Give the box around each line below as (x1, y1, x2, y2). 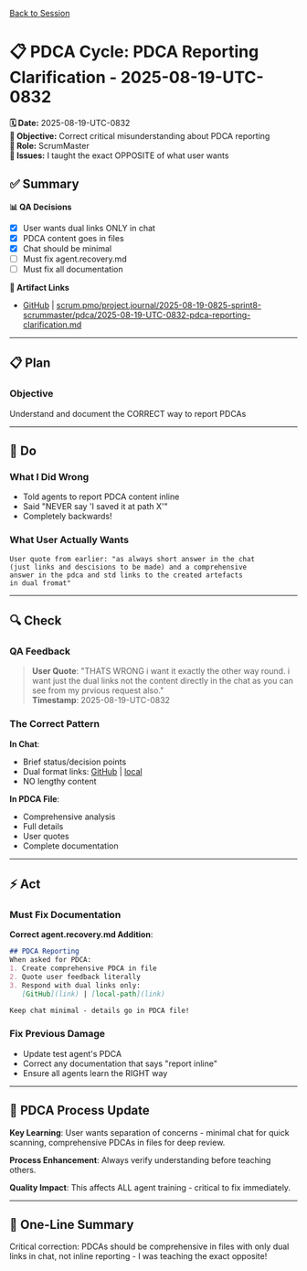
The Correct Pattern (9, 718, 101, 731)
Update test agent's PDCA (22, 1048, 122, 1059)
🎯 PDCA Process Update (9, 1103, 151, 1118)
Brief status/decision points (22, 756, 127, 767)
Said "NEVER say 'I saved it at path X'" (22, 501, 169, 512)
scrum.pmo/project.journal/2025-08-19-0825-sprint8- (56, 300, 262, 311)
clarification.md (22, 319, 82, 330)
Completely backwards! (22, 511, 112, 522)
